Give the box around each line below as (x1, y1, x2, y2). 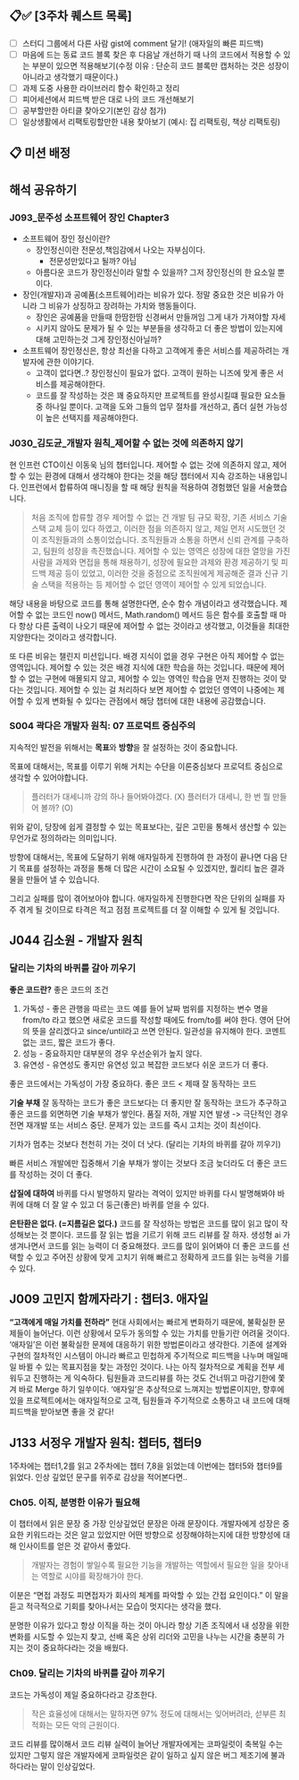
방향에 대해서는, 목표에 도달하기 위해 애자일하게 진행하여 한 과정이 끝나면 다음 (9, 851, 278, 862)
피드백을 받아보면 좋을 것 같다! (9, 1407, 114, 1417)
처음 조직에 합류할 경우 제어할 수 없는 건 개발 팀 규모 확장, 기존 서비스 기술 (30, 511, 288, 522)
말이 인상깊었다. (39, 1760, 96, 1771)
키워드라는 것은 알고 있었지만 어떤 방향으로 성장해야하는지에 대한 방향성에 (25, 1529, 281, 1540)
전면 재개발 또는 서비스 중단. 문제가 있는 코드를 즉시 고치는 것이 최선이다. (9, 1119, 262, 1130)
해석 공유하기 (9, 182, 78, 197)
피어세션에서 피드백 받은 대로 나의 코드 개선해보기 (21, 94, 195, 105)
